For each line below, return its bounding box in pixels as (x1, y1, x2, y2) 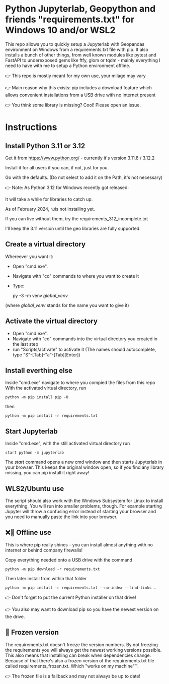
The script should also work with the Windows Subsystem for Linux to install (5, 498, 163, 504)
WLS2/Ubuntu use (5, 484, 64, 493)
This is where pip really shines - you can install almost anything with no (5, 541, 153, 547)
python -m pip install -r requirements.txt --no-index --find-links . (5, 585, 156, 590)
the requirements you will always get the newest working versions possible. (5, 647, 162, 653)
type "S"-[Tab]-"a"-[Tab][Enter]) (12, 351, 80, 358)
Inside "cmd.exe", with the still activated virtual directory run (5, 441, 130, 447)
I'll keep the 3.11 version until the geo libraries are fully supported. (5, 225, 141, 231)
